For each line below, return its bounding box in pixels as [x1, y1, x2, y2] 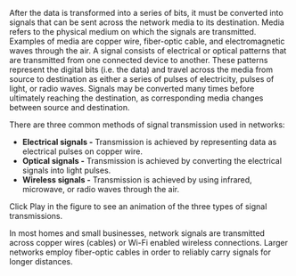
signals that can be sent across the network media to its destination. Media [9, 17, 285, 28]
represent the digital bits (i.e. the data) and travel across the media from [9, 64, 274, 75]
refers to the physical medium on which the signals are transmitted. [9, 27, 257, 37]
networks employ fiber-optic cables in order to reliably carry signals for [9, 247, 272, 257]
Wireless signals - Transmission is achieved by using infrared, [21, 175, 252, 185]
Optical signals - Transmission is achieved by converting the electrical [21, 156, 283, 166]
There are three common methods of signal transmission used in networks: [9, 119, 285, 130]
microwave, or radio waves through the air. [21, 184, 180, 194]
